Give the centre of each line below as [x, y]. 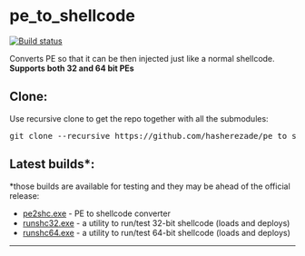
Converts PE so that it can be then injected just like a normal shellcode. [142, 58]
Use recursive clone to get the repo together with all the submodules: [139, 118]
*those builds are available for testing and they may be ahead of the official [150, 186]
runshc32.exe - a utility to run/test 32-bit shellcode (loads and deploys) [156, 222]
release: [25, 195]
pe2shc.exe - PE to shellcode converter [96, 213]
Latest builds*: [52, 164]
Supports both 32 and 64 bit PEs [72, 68]
